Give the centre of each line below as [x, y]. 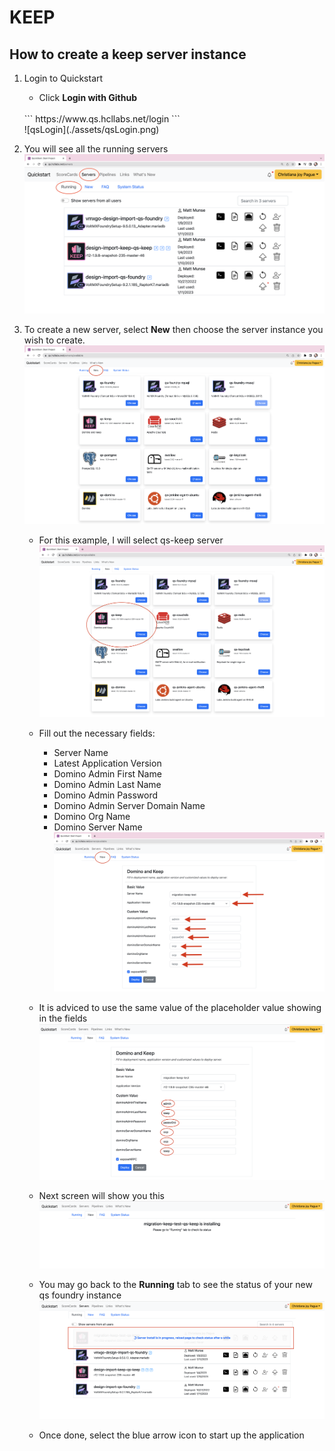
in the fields [63, 1018]
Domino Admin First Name [107, 773]
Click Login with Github [88, 97]
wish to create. [54, 340]
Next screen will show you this [101, 1196]
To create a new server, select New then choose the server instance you [173, 330]
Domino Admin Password [106, 795]
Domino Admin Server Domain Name [129, 805]
